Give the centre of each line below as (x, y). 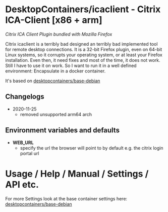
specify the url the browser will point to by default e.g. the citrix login (92, 148)
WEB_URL (23, 143)
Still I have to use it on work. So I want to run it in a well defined (71, 65)
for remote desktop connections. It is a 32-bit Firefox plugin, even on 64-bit (84, 49)
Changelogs (25, 97)
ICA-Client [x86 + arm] (54, 20)
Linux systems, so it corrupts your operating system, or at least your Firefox (84, 55)
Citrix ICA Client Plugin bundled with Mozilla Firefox (59, 34)
